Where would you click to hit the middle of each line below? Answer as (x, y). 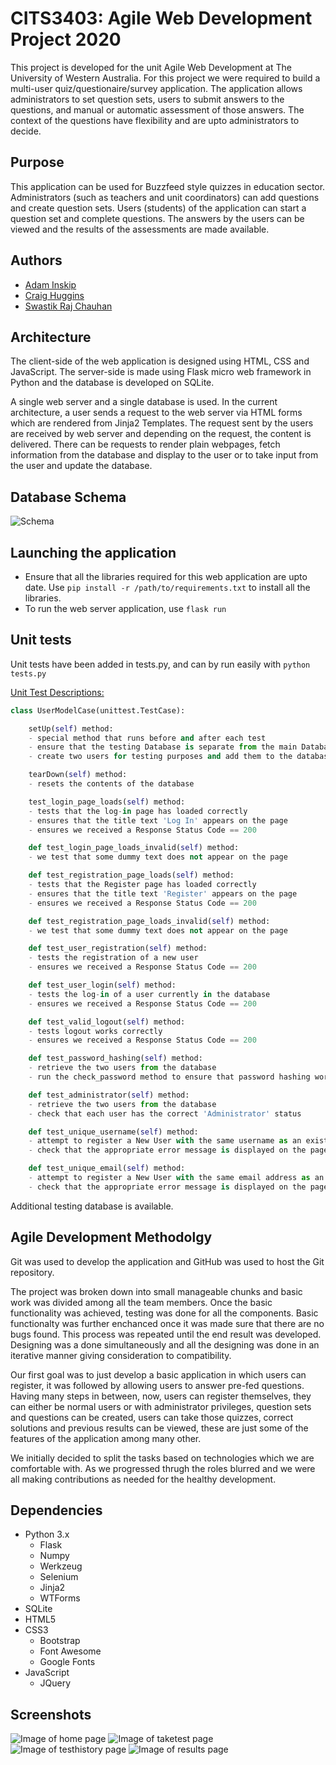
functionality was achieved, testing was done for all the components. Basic (164, 1313)
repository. (32, 1272)
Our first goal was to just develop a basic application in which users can (158, 1374)
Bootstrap (60, 1641)
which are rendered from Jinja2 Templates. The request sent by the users (162, 423)
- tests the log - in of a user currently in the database (149, 994)
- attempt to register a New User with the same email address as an (176, 1178)
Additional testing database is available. (92, 1206)
